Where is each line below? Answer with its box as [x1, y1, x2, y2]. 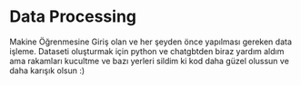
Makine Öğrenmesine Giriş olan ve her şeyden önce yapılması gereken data [9, 36, 293, 47]
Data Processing [9, 6, 137, 27]
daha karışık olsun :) [9, 65, 85, 76]
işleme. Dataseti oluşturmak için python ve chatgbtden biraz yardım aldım [9, 45, 285, 56]
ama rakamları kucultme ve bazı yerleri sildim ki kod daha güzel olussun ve [9, 55, 289, 66]
